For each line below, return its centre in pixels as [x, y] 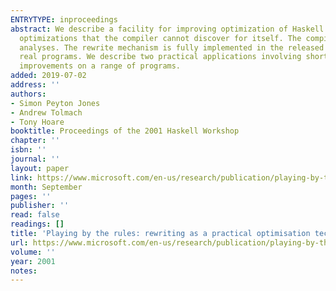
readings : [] [37, 224]
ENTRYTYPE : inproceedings [64, 19]
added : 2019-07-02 [48, 76]
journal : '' [35, 159]
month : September [46, 187]
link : [21, 177]
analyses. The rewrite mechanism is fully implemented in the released [172, 47]
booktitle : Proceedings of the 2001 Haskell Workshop [125, 131]
